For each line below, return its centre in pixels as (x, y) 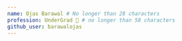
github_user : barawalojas (44, 26)
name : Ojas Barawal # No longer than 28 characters (83, 14)
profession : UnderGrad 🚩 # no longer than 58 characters (91, 20)
